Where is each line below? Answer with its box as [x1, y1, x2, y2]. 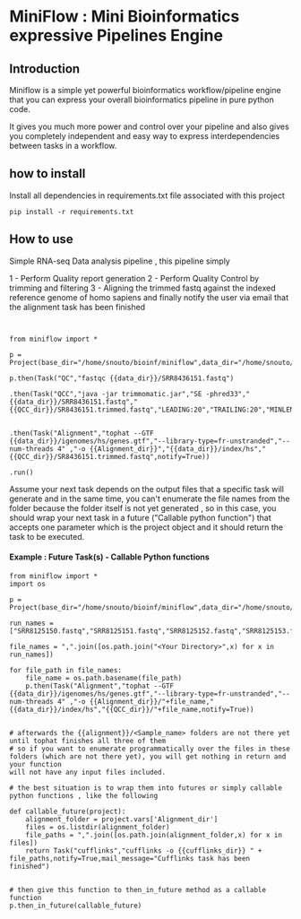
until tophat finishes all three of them [9, 736, 167, 745]
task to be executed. [9, 531, 85, 542]
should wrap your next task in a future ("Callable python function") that [9, 512, 271, 523]
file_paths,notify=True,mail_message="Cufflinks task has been [9, 854, 251, 863]
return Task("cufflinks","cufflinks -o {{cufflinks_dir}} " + [25, 845, 262, 855]
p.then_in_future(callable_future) [9, 901, 142, 910]
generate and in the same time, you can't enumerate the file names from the [9, 493, 290, 504]
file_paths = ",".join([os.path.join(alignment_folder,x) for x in [25, 830, 282, 839]
